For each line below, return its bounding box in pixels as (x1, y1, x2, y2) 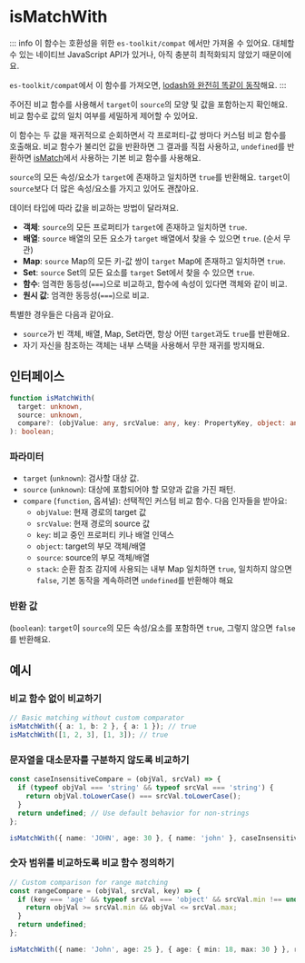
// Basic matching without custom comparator (9, 713, 184, 723)
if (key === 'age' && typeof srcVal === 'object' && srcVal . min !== (17, 895, 282, 904)
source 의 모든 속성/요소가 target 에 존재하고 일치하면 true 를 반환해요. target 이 (9, 171, 290, 183)
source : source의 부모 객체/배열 (35, 552, 150, 563)
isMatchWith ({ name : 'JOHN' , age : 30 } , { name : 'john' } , (9, 833, 238, 842)
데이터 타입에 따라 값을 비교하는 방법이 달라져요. (9, 202, 180, 213)
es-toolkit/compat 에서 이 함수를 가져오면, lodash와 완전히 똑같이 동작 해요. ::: (9, 79, 287, 90)
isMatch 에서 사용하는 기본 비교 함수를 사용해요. (33, 152, 202, 163)
